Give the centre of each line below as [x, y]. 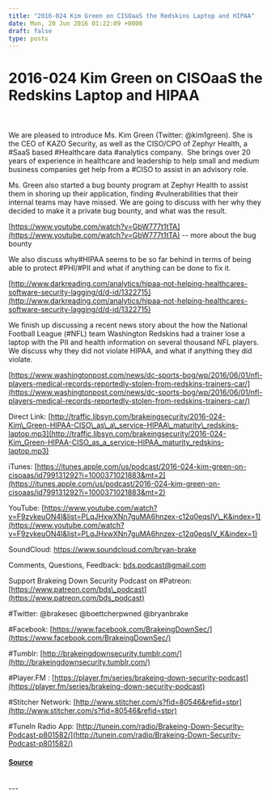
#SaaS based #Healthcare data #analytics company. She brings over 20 [129, 152]
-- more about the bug [219, 235]
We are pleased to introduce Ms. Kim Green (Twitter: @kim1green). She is [131, 135]
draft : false [30, 31]
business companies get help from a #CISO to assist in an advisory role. [129, 170]
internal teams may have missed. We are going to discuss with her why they [135, 202]
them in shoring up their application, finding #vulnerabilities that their [123, 194]
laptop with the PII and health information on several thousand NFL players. [134, 342]
